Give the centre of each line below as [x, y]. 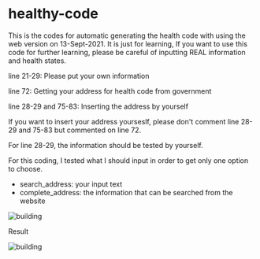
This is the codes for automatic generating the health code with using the [127, 35]
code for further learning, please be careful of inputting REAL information [127, 52]
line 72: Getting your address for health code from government [110, 91]
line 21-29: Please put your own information [79, 76]
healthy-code [53, 14]
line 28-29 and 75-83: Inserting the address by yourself [98, 106]
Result [19, 231]
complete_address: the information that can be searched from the [126, 192]
